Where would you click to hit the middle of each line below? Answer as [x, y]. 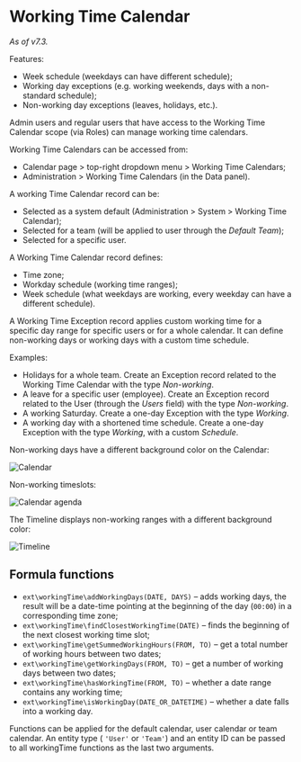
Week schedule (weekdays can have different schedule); [128, 76]
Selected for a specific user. [75, 239]
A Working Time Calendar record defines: [86, 257]
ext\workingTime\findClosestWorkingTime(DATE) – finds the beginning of [156, 625]
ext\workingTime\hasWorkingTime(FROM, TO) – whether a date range [147, 682]
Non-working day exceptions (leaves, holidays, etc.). [120, 104]
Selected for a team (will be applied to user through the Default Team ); [153, 230]
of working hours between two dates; [92, 653]
